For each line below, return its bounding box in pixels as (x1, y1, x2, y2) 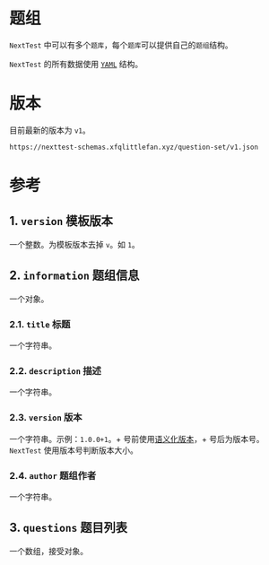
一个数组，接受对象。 (9, 545, 88, 556)
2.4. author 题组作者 (9, 469, 97, 482)
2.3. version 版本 (9, 412, 82, 424)
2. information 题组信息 (9, 268, 140, 283)
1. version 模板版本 (9, 213, 114, 229)
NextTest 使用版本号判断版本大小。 (9, 445, 139, 456)
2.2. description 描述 (9, 364, 101, 377)
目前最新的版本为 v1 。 (9, 125, 91, 135)
